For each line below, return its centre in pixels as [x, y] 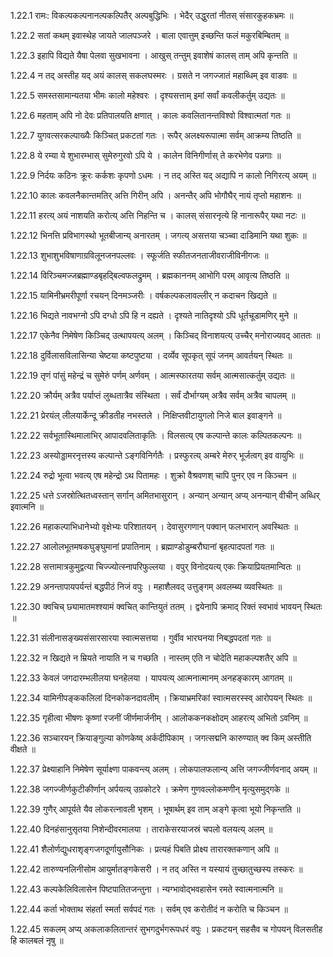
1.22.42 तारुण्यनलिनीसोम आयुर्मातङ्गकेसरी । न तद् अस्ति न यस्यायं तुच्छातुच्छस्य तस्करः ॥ [156, 869]
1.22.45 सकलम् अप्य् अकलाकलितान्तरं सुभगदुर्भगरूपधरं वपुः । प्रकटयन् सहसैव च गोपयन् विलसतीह [166, 929]
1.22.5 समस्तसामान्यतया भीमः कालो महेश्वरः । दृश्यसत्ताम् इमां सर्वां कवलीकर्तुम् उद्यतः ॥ [147, 95]
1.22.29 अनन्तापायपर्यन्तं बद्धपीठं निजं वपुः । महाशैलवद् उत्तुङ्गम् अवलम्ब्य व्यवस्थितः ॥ [146, 586]
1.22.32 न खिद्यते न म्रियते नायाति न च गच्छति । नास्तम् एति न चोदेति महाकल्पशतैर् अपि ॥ [153, 658]
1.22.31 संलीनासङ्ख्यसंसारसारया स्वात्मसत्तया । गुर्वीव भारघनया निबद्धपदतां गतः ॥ [141, 638]
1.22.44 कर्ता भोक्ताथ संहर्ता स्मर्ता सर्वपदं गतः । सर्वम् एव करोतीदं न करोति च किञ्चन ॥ [149, 909]
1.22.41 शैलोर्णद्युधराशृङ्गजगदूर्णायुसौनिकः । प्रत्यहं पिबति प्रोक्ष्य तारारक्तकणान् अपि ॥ [144, 849]
